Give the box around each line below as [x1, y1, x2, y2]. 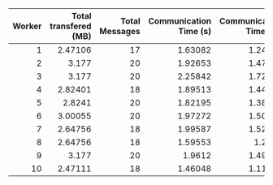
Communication [148, 15, 212, 27]
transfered [50, 20, 92, 32]
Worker [12, 20, 42, 32]
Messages [99, 26, 141, 37]
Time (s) [178, 26, 212, 37]
